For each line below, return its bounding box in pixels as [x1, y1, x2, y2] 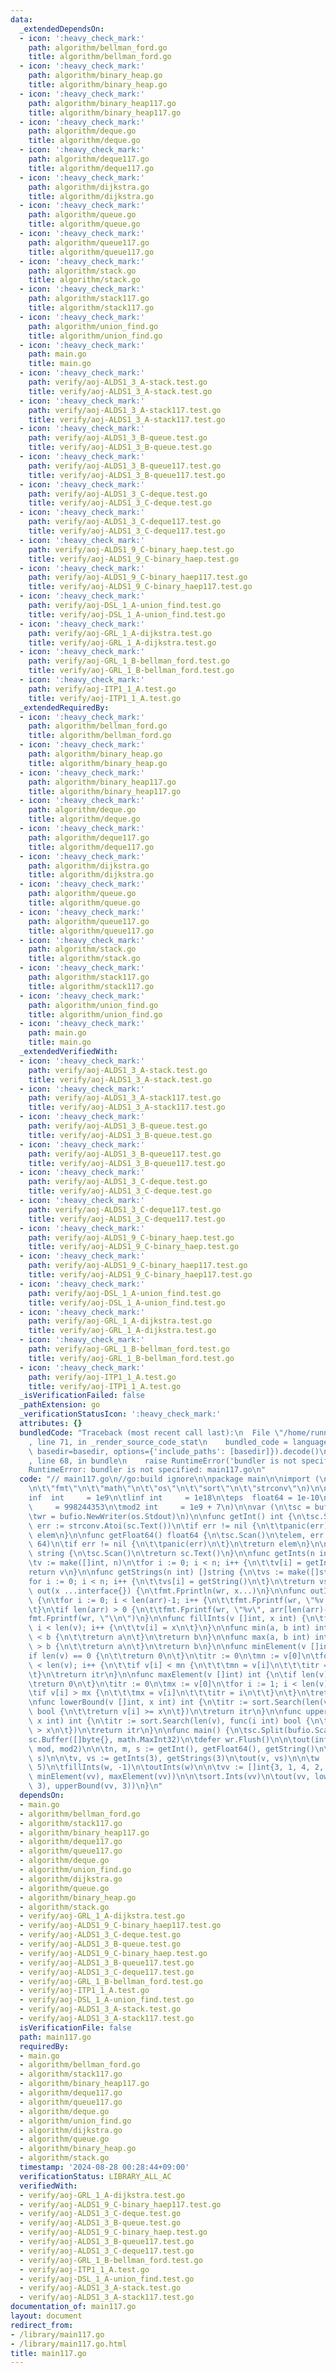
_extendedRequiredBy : [19, 702, 110, 713]
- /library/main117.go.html [10, 2339, 128, 2349]
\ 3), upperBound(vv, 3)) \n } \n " [28, 1781, 163, 1791]
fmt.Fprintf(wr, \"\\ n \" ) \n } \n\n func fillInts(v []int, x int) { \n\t [28, 1614, 325, 1624]
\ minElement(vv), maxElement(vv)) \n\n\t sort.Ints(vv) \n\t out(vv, [28, 1772, 311, 1782]
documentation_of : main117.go [10, 2302, 137, 2312]
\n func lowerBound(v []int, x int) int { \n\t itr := [28, 1697, 248, 1708]
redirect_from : [10, 2320, 74, 2330]
